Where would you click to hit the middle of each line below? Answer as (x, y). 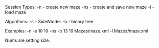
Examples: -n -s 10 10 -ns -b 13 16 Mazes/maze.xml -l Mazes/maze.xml (77, 31)
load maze (16, 12)
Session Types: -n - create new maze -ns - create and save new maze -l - (80, 7)
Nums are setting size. (28, 40)
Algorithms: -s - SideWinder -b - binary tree (49, 22)
